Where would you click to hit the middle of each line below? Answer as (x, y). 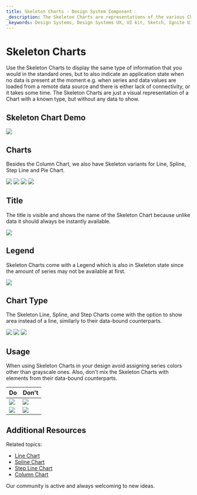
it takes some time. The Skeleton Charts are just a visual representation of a (97, 93)
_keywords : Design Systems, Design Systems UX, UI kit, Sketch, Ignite (95, 22)
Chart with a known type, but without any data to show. (73, 99)
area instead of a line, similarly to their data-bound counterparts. (84, 321)
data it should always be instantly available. (59, 221)
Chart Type (27, 300)
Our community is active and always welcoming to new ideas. (81, 486)
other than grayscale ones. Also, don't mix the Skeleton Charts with (87, 372)
